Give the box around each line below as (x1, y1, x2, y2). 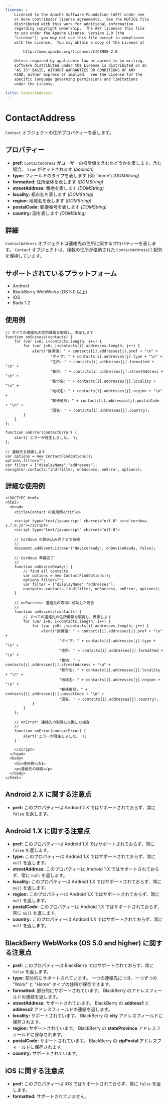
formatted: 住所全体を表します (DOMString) (12, 179, 104, 185)
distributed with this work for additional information (14, 21, 134, 27)
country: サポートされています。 (12, 1050, 80, 1056)
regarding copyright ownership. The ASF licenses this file (14, 26, 144, 31)
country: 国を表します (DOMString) (12, 210, 86, 216)
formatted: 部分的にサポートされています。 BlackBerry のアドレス (12, 987, 149, 993)
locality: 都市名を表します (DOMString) (12, 191, 94, 197)
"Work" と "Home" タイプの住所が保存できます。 (12, 981, 113, 987)
